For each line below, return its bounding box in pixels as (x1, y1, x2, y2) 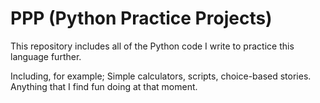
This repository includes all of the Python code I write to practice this (10, 40, 295, 52)
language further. (10, 50, 82, 62)
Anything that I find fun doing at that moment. (10, 80, 198, 92)
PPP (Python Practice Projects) (10, 7, 273, 30)
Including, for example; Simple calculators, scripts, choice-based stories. (10, 70, 312, 82)
